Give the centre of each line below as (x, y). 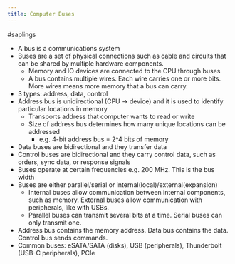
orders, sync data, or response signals (74, 162)
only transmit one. (55, 223)
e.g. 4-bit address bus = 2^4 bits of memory (104, 139)
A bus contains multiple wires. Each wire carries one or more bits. (125, 78)
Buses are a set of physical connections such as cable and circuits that (122, 56)
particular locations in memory (63, 108)
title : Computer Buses (41, 14)
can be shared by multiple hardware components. (90, 63)
